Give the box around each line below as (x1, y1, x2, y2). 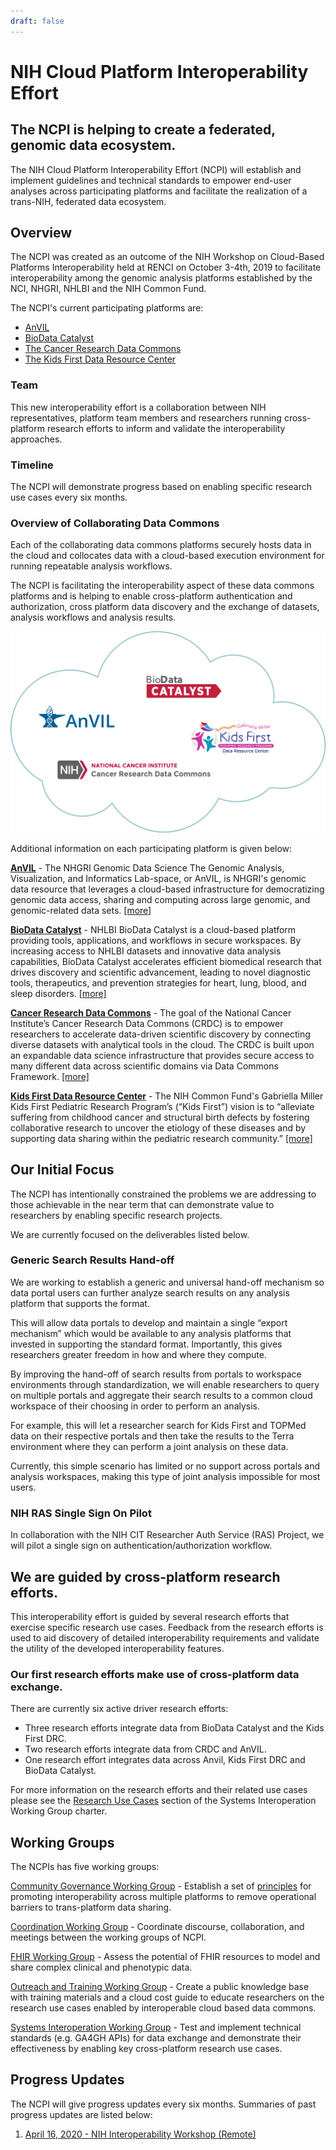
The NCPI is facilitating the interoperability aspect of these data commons (10, 580, 315, 592)
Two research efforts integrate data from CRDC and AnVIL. (24, 1743, 267, 1755)
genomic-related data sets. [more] (10, 904, 152, 916)
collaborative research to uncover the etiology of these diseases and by (10, 1121, 307, 1134)
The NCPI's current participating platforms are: (10, 302, 204, 314)
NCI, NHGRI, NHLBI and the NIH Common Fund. (10, 283, 207, 295)
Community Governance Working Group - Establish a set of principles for (10, 1880, 312, 1892)
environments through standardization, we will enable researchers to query (10, 1378, 320, 1390)
